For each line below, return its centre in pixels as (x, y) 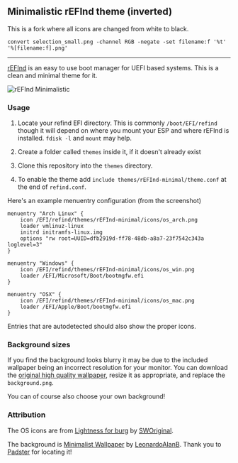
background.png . (31, 383)
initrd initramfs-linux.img (61, 233)
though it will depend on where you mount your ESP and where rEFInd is (123, 131)
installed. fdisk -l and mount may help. (75, 138)
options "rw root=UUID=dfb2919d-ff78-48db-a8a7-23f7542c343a (112, 239)
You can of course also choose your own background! (86, 396)
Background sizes (39, 345)
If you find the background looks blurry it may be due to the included (108, 360)
